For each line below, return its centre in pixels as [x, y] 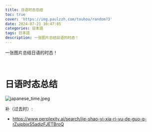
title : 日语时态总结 [24, 10]
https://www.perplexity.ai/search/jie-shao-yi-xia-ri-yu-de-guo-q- [79, 118]
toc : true [15, 14]
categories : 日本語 [24, 28]
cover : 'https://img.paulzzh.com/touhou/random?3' [59, 19]
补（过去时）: [19, 108]
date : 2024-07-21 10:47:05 [33, 24]
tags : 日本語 [17, 33]
